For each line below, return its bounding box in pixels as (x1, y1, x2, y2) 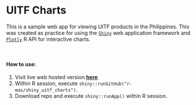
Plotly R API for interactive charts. (6, 35, 91, 42)
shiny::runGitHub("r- (79, 81, 133, 87)
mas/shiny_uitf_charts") (14, 87, 76, 93)
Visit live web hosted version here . (14, 74, 99, 81)
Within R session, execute (14, 80, 78, 87)
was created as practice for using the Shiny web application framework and (6, 29, 191, 36)
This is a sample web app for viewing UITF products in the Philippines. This (6, 23, 189, 30)
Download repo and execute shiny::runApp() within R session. (14, 93, 168, 100)
